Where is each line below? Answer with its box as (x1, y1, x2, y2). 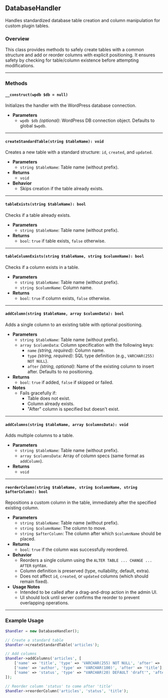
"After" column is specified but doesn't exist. (27, 406, 120, 412)
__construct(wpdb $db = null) (5, 92, 68, 97)
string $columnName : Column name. (19, 285, 93, 291)
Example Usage (5, 617, 44, 624)
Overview (5, 35, 29, 42)
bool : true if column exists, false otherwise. (19, 295, 111, 301)
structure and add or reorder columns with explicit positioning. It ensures (5, 52, 155, 58)
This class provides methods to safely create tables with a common (5, 47, 144, 53)
